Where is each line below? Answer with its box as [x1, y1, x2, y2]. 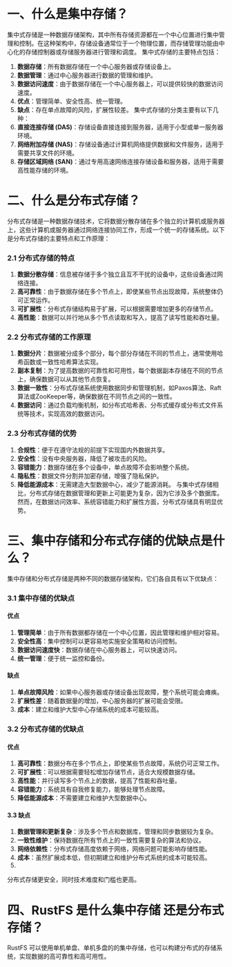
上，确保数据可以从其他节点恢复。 [17, 375, 115, 383]
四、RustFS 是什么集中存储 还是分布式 [7, 902, 224, 918]
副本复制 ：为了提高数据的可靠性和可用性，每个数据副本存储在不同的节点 [17, 367, 223, 375]
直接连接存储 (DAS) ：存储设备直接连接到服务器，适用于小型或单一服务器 [17, 122, 224, 131]
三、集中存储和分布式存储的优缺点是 [7, 533, 213, 548]
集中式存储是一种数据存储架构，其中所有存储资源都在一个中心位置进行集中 [7, 30, 219, 39]
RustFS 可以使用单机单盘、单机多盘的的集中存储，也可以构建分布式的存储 [7, 944, 217, 952]
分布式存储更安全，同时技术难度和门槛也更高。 [7, 875, 140, 884]
